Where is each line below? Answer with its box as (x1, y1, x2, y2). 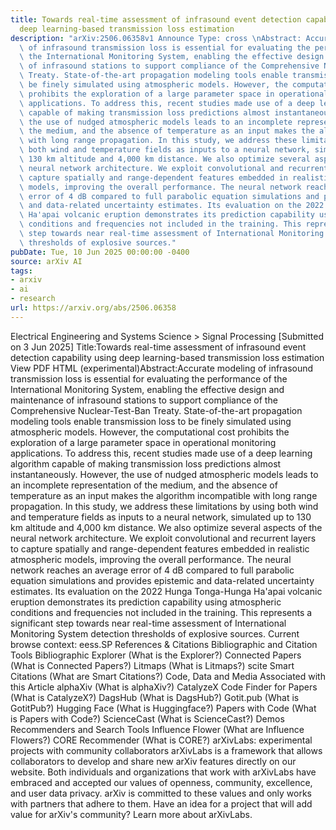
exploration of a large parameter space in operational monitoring (10, 436, 277, 448)
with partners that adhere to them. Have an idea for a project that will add (10, 797, 313, 810)
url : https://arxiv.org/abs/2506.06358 (10, 303, 177, 313)
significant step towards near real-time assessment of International (10, 617, 287, 629)
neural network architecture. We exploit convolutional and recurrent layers (10, 532, 317, 544)
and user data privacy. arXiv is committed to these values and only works (10, 787, 312, 799)
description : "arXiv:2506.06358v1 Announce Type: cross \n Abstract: (10, 33, 302, 43)
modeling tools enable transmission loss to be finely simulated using (10, 415, 292, 427)
